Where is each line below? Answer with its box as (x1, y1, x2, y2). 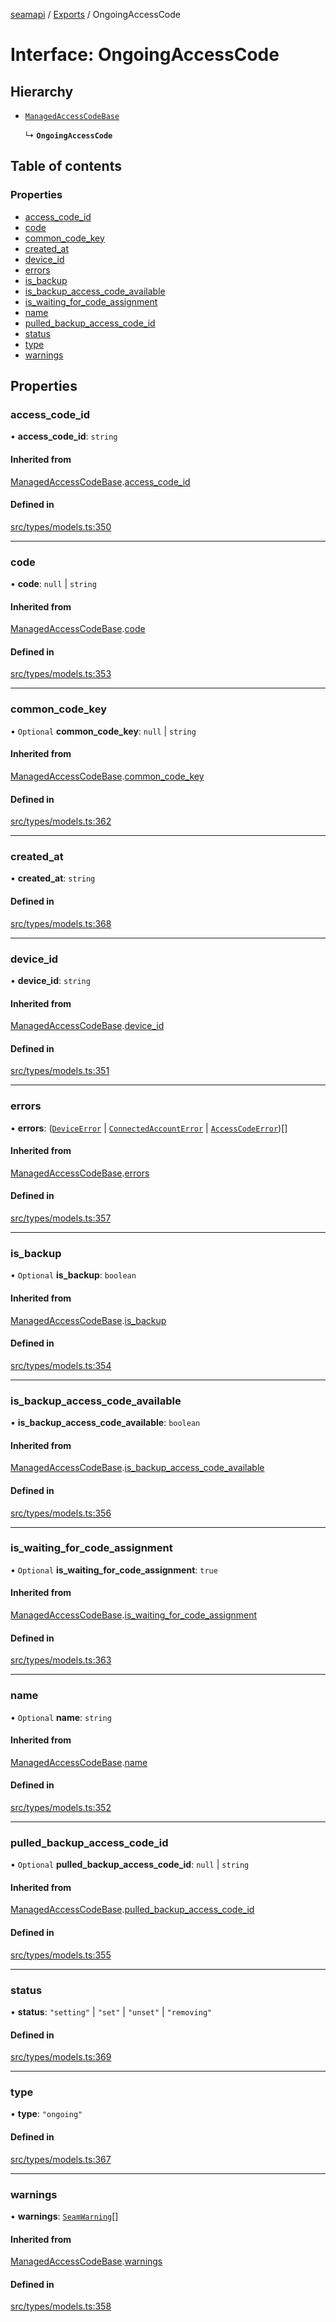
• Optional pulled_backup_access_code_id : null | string (10, 1859, 250, 1871)
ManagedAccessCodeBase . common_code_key (10, 770, 205, 782)
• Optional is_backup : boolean (10, 1269, 137, 1281)
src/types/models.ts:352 (10, 1801, 112, 1813)
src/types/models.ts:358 (10, 2300, 112, 2313)
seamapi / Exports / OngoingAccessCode (10, 9, 181, 20)
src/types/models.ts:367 (10, 2153, 112, 2165)
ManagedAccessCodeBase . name (10, 1756, 148, 1768)
